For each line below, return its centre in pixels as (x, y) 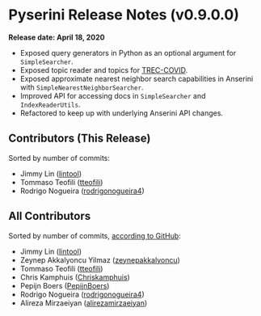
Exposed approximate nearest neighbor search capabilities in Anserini (137, 78)
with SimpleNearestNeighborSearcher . (82, 87)
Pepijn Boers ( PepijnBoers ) (65, 285)
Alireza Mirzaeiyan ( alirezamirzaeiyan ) (84, 303)
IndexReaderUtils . (50, 104)
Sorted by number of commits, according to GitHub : (95, 235)
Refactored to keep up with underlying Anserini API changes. (122, 113)
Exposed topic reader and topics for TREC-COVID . (104, 70)
